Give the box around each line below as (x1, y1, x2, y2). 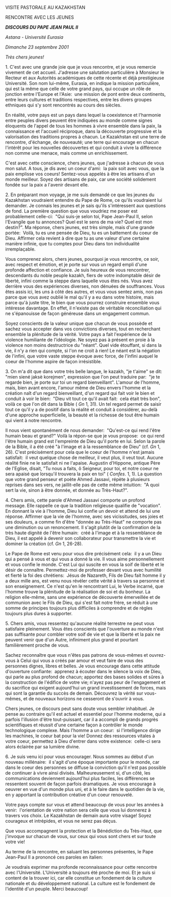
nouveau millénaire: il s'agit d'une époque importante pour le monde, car (5, 759, 160, 765)
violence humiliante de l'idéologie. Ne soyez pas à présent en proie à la (5, 337, 155, 343)
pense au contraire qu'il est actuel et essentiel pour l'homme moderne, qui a (5, 711, 166, 717)
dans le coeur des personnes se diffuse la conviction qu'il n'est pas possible (5, 764, 166, 770)
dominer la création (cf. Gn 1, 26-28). (5, 540, 83, 547)
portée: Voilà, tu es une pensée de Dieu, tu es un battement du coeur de (5, 230, 158, 236)
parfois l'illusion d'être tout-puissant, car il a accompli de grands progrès (5, 717, 158, 722)
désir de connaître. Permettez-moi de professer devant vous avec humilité (5, 567, 162, 573)
